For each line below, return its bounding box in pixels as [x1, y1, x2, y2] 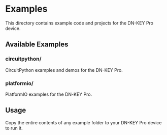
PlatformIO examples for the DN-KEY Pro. [5, 91, 92, 97]
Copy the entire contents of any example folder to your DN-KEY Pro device [5, 119, 162, 125]
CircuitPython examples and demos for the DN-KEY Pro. [5, 67, 123, 73]
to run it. [5, 125, 23, 131]
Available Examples [5, 40, 69, 49]
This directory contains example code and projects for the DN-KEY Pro [5, 20, 154, 26]
